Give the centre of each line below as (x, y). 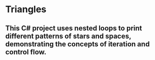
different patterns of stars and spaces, (68, 36)
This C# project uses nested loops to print (74, 28)
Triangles (26, 9)
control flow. (26, 52)
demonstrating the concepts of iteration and (77, 44)
